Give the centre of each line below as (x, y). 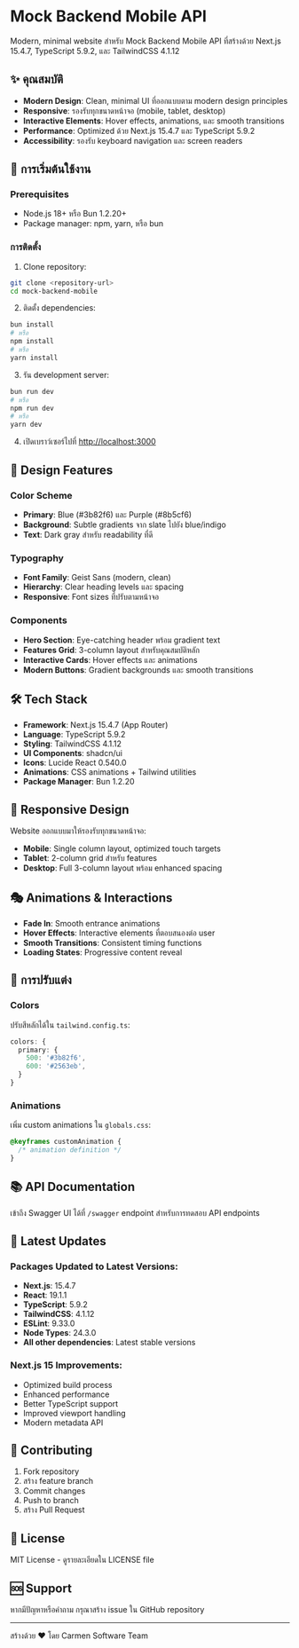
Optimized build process (67, 1384)
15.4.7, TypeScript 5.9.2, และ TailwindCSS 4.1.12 (95, 51)
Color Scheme (42, 495)
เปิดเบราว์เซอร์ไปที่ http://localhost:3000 (89, 442)
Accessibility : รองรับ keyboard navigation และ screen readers (133, 140)
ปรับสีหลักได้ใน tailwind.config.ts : (70, 1025)
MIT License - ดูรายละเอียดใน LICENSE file (82, 1560)
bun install (32, 325)
